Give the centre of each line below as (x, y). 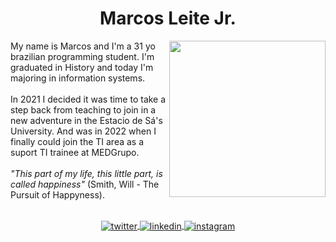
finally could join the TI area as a (77, 141)
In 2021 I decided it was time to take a (88, 99)
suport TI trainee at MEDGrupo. (75, 152)
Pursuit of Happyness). (57, 194)
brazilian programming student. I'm (82, 56)
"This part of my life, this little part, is (86, 173)
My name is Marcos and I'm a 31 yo (83, 46)
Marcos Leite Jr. (168, 18)
